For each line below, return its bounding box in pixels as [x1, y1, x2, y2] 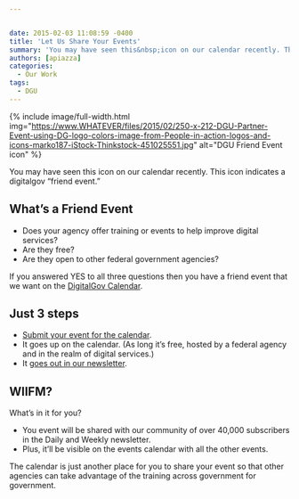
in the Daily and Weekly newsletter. [21, 434, 151, 446]
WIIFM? [9, 384, 53, 399]
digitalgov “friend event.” [9, 176, 101, 186]
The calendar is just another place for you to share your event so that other [9, 461, 285, 472]
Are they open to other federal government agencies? [21, 253, 220, 264]
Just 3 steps [9, 306, 80, 321]
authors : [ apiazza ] [9, 53, 82, 62]
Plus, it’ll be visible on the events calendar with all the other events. [21, 444, 269, 454]
